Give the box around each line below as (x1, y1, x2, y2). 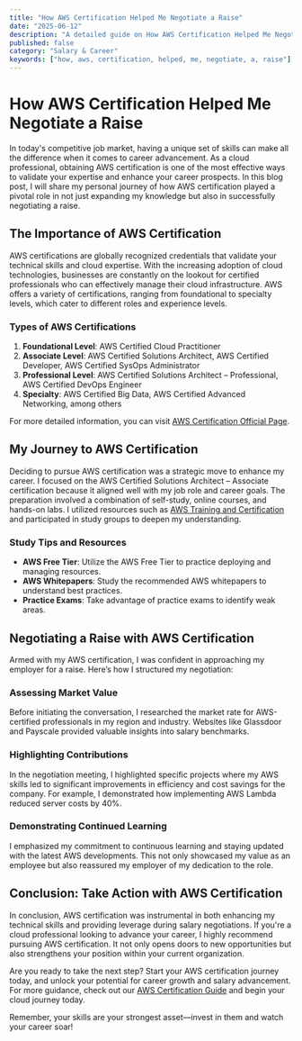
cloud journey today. (9, 994, 85, 1005)
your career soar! (9, 1021, 74, 1032)
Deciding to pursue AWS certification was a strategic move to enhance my (9, 466, 285, 476)
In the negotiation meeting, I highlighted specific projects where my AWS (9, 769, 280, 780)
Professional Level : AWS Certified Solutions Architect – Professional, (22, 370, 279, 381)
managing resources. (22, 566, 102, 577)
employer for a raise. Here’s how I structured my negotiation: (9, 664, 234, 674)
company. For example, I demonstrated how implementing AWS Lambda (9, 788, 277, 799)
